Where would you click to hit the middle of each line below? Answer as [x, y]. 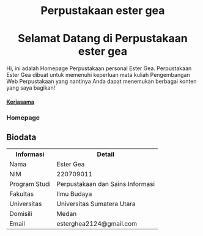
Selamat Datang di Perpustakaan [103, 39]
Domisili [21, 214]
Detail [106, 154]
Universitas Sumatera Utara [96, 204]
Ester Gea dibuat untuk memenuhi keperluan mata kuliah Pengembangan [98, 75]
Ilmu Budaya [74, 194]
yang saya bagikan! [31, 88]
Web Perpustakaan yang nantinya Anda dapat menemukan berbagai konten [102, 81]
